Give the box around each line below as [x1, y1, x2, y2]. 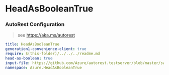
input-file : [5, 60, 30, 65]
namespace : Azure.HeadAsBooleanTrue [5, 65, 82, 70]
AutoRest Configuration [5, 21, 65, 28]
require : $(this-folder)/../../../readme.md [5, 51, 100, 56]
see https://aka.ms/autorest [17, 32, 75, 38]
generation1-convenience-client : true [5, 46, 87, 51]
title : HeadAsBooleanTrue [5, 42, 59, 47]
